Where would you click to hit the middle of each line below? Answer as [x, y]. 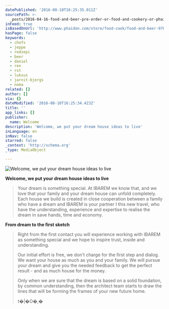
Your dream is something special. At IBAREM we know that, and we [87, 188]
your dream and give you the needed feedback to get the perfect [85, 265]
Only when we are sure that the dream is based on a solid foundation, [90, 280]
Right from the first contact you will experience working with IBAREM [89, 234]
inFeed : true [19, 24]
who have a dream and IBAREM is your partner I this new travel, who [89, 204]
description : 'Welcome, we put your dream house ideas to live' [74, 127]
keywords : [16, 38]
